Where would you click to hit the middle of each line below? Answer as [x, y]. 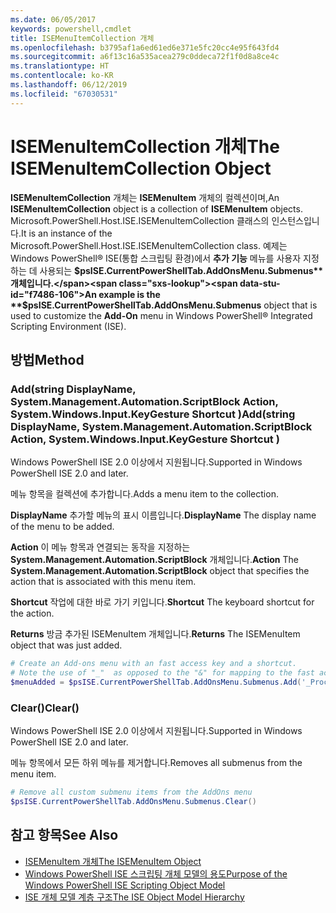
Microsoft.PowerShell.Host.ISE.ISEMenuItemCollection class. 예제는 [149, 245]
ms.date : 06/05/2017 [53, 19]
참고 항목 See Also [64, 835]
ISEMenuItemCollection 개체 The [145, 146]
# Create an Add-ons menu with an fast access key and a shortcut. [154, 664]
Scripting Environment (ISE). [68, 326]
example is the [129, 294]
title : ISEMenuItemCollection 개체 [82, 38]
